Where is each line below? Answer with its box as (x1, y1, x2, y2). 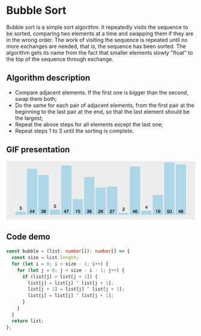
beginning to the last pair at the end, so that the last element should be (14, 108, 190, 115)
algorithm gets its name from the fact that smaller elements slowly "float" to (6, 49, 193, 56)
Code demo (6, 231, 50, 242)
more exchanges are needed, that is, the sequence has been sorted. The (6, 43, 186, 50)
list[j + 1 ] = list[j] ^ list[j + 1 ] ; (28, 286, 125, 292)
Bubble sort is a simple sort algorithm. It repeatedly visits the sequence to (6, 23, 188, 31)
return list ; (11, 318, 44, 324)
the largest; (14, 114, 43, 121)
